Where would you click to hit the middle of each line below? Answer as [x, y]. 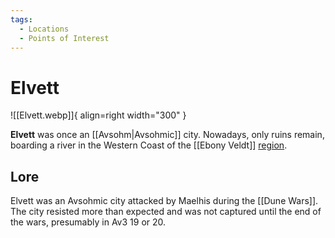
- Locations [44, 29]
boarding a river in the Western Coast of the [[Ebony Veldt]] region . [149, 145]
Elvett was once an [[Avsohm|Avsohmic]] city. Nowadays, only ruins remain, [167, 135]
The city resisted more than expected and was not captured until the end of [166, 212]
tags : [21, 19]
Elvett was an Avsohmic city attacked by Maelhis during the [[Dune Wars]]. [164, 201]
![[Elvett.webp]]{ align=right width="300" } [98, 115]
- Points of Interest [64, 38]
